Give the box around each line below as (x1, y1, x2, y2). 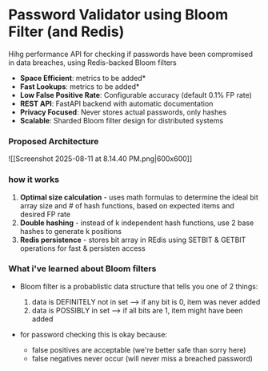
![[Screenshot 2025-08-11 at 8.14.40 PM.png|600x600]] (8, 154, 193, 163)
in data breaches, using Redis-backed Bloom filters (8, 58, 178, 67)
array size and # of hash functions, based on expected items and (19, 200, 234, 210)
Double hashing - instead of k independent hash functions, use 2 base (19, 218, 254, 228)
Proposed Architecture (8, 135, 99, 147)
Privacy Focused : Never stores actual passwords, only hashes (19, 107, 227, 117)
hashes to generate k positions (19, 226, 122, 236)
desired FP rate (19, 209, 70, 219)
